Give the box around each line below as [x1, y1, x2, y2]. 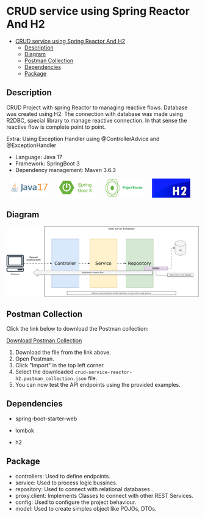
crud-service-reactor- [74, 369, 132, 375]
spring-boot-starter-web [15, 415, 77, 422]
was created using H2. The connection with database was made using [6, 110, 183, 117]
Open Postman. [15, 355, 55, 362]
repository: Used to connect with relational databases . [15, 485, 154, 492]
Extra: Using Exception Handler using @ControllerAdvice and [6, 135, 160, 142]
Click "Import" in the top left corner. [15, 361, 105, 369]
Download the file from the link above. [15, 348, 111, 356]
